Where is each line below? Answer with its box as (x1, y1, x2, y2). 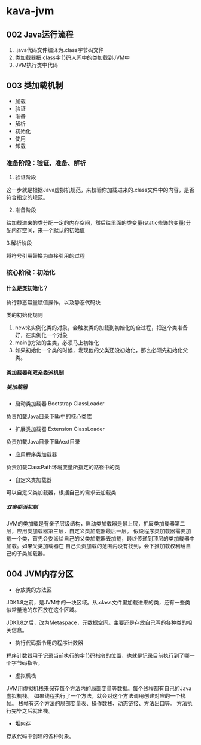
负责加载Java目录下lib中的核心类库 (6, 413, 92, 420)
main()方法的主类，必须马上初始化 (14, 339, 99, 346)
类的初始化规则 (6, 312, 43, 319)
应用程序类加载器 (14, 450, 57, 458)
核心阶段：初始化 (6, 268, 56, 277)
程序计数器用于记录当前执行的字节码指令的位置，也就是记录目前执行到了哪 (6, 652, 190, 659)
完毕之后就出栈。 (11, 707, 54, 714)
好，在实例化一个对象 (14, 332, 68, 339)
